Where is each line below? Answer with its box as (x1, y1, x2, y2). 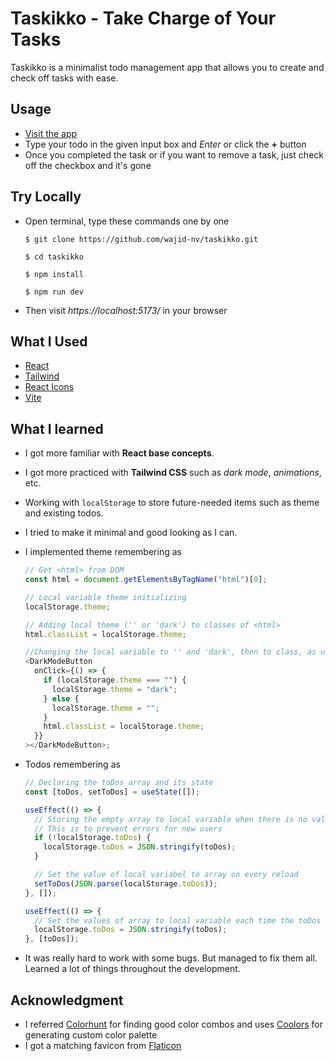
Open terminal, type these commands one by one (24, 215, 230, 227)
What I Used (10, 333, 88, 350)
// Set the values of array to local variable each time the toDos (34, 915, 322, 926)
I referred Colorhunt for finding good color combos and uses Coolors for (24, 1018, 323, 1030)
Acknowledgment (10, 992, 124, 1009)
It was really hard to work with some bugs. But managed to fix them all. (24, 952, 318, 964)
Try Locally (10, 188, 82, 206)
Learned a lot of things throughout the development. (24, 963, 241, 975)
